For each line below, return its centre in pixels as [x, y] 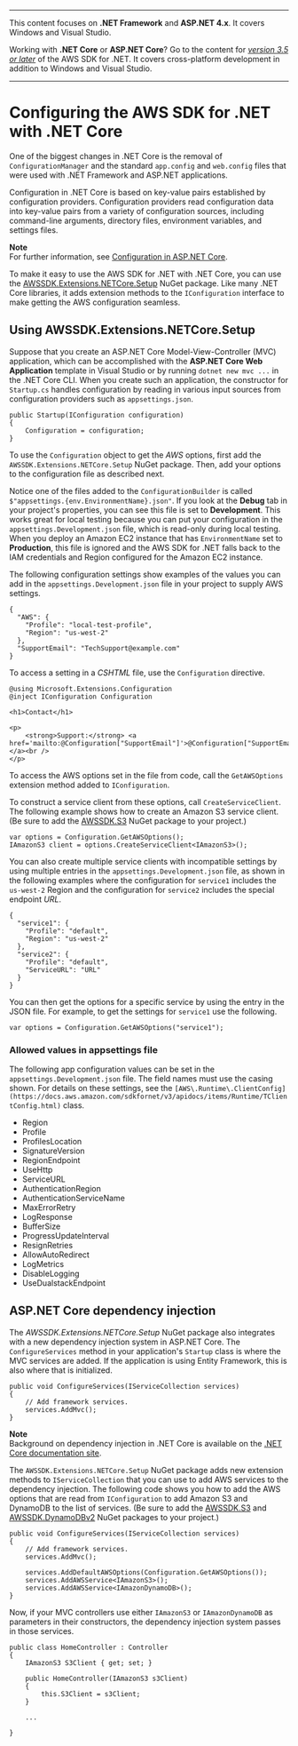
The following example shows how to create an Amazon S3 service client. [144, 811]
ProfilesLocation [52, 1142]
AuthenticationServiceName [74, 1198]
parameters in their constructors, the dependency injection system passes [145, 1622]
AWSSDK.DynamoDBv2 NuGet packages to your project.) [114, 1517]
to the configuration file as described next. [87, 474]
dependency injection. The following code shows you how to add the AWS [145, 1488]
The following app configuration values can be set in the [112, 1069]
